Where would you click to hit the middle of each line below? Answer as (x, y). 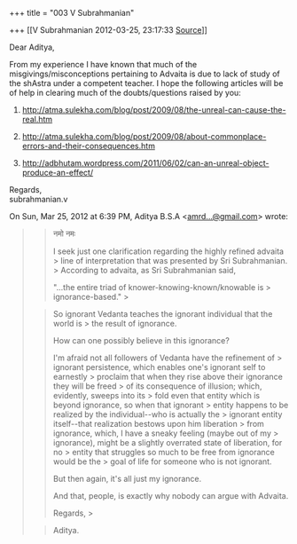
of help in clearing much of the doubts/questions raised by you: (125, 93)
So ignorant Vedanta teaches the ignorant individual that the (163, 314)
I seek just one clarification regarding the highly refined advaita (168, 251)
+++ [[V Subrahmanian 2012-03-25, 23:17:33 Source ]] (109, 30)
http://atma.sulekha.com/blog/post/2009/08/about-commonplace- (144, 136)
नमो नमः (64, 233)
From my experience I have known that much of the (103, 64)
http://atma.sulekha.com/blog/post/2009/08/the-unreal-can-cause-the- (154, 110)
